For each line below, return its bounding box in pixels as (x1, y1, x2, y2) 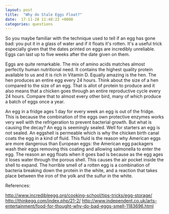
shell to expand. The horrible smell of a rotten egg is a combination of (5, 162, 150, 168)
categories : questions (5, 21, 53, 27)
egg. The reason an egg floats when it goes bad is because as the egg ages (5, 151, 163, 157)
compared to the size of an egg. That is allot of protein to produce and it (5, 83, 155, 89)
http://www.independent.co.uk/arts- (82, 198, 157, 204)
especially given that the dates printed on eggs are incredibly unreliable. (5, 46, 155, 52)
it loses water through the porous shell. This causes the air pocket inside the (5, 157, 164, 163)
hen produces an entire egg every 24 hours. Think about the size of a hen (5, 77, 159, 83)
